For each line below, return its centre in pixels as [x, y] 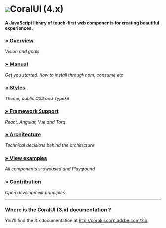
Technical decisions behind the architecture [50, 145]
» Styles [15, 88]
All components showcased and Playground [50, 169]
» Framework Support [32, 111]
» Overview [19, 40]
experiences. [19, 28]
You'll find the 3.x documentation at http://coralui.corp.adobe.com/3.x [76, 221]
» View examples [26, 158]
